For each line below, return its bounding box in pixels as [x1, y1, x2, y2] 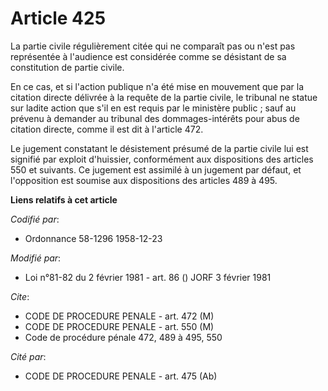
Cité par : [10, 350, 47, 362]
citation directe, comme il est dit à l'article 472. [10, 123, 204, 135]
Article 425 [10, 7, 107, 30]
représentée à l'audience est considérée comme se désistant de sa [10, 50, 287, 62]
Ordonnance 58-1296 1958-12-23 [24, 232, 163, 244]
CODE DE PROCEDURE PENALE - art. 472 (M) [24, 310, 215, 322]
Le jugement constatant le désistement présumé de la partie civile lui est [10, 142, 309, 154]
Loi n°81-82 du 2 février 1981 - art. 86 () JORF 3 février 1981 [24, 271, 272, 283]
